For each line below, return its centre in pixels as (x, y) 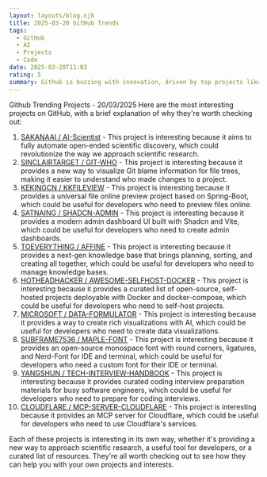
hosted (32, 297)
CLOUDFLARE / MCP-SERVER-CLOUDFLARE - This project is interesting (138, 406)
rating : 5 (25, 75)
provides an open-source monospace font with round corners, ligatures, (138, 348)
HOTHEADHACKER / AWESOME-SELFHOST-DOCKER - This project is (134, 280)
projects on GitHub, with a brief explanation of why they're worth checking (131, 113)
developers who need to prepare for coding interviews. (110, 398)
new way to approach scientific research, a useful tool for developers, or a (130, 447)
